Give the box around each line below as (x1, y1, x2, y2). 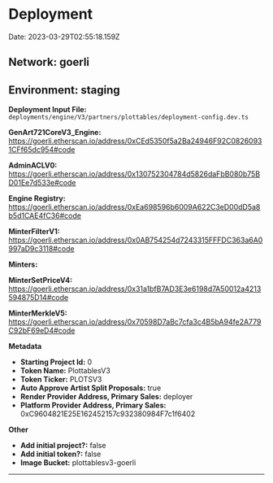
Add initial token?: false (19, 449, 102, 459)
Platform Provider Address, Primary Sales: (19, 400, 167, 411)
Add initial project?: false (19, 441, 106, 450)
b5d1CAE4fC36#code (8, 211, 81, 220)
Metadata (8, 342, 42, 351)
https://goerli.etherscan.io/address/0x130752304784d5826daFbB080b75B (8, 169, 261, 179)
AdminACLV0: (8, 160, 58, 171)
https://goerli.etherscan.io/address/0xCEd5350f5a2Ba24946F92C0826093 (8, 136, 262, 146)
